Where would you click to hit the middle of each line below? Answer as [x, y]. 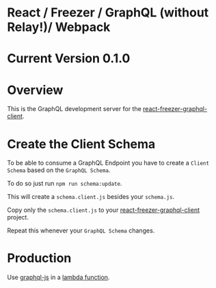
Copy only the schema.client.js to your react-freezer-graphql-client [104, 210]
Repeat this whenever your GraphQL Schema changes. [81, 230]
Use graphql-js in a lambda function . [58, 277]
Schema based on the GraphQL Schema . [59, 170]
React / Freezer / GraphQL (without [108, 13]
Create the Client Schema [81, 144]
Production [39, 258]
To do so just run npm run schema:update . [65, 184]
